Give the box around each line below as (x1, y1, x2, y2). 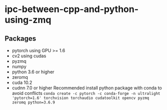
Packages (5, 34, 36, 43)
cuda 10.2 (12, 79, 33, 85)
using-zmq (5, 14, 52, 26)
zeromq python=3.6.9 (12, 100, 55, 105)
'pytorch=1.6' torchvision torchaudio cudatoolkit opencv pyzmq (12, 95, 149, 100)
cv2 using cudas (12, 53, 46, 59)
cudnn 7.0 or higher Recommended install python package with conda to (12, 85, 162, 91)
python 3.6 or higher (12, 69, 55, 75)
